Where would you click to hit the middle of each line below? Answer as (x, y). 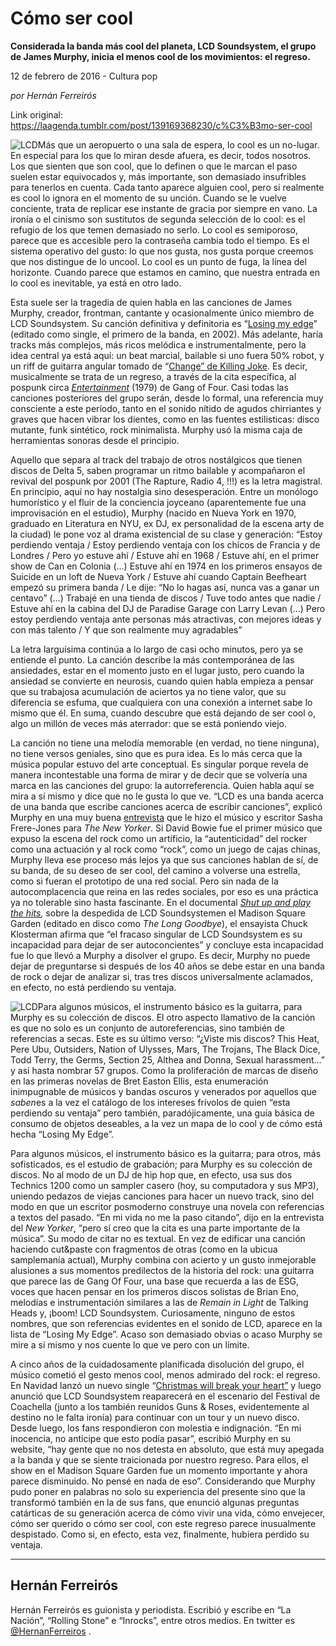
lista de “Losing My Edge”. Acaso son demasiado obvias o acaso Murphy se (166, 1334)
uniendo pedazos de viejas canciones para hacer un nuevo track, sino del (162, 1196)
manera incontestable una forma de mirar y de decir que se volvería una (159, 774)
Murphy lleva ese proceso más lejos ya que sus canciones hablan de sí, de (164, 859)
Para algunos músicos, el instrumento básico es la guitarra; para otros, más (166, 1153)
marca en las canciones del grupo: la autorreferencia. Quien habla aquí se (162, 785)
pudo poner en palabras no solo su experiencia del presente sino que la (158, 1491)
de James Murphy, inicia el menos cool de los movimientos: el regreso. (160, 56)
